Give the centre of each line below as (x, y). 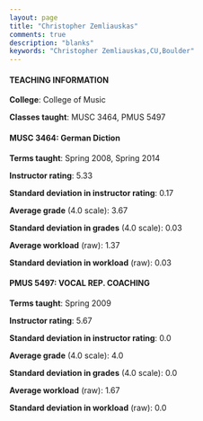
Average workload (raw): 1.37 (65, 245)
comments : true (38, 34)
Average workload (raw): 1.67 (65, 390)
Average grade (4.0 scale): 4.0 (66, 355)
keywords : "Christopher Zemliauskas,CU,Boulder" (102, 51)
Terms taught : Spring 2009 (61, 303)
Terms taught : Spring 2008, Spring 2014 (84, 157)
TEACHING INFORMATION (59, 80)
